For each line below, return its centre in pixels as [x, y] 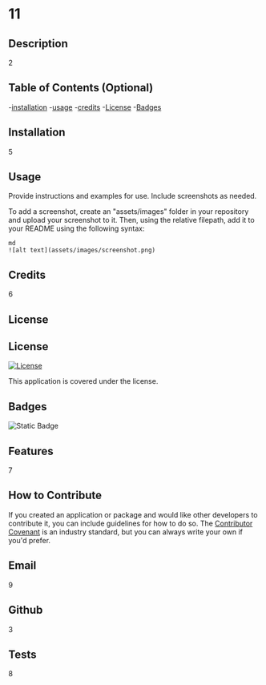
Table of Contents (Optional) [81, 88]
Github [26, 610]
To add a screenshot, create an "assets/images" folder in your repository [129, 212]
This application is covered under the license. [83, 381]
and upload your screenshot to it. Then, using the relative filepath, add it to [131, 220]
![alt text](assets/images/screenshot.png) [82, 250]
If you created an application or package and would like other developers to [133, 514]
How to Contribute [55, 496]
